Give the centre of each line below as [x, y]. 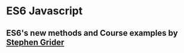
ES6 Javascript [45, 11]
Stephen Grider [35, 42]
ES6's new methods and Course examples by [92, 33]
